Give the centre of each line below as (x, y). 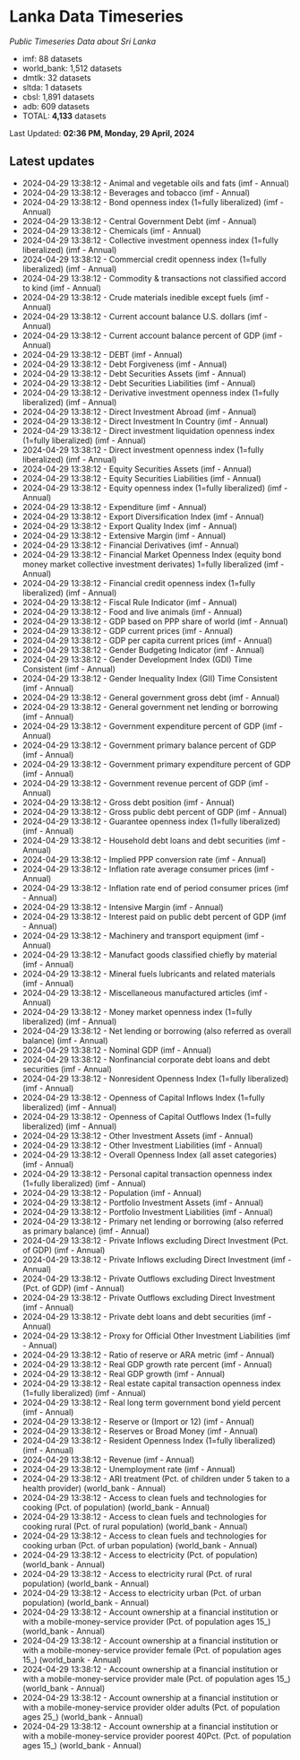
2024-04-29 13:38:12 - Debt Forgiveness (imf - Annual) (124, 364)
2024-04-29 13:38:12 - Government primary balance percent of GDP (149, 745)
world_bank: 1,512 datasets (72, 68)
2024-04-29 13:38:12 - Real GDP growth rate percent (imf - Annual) (147, 1364)
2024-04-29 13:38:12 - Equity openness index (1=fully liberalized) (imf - (155, 488)
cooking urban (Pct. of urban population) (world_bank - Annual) (140, 1545)
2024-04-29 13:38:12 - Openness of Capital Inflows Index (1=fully (144, 1097)
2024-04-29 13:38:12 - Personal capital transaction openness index (147, 1174)
